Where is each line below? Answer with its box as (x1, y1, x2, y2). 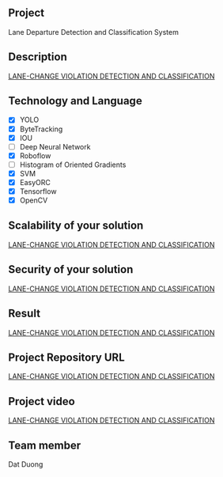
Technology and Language (8, 94, 142, 108)
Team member (8, 438, 81, 452)
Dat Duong (8, 459, 43, 469)
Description (8, 51, 67, 64)
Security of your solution (8, 263, 134, 276)
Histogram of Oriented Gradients (19, 160, 127, 169)
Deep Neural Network (19, 142, 91, 151)
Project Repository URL (8, 350, 125, 364)
